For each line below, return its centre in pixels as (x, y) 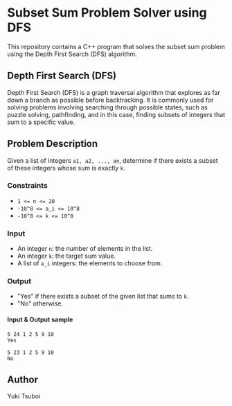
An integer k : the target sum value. (66, 256)
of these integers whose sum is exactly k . (66, 168)
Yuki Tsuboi (24, 396)
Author (23, 380)
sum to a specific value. (41, 122)
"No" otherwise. (40, 303)
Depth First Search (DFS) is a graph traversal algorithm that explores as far (114, 92)
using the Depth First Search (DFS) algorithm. (72, 54)
